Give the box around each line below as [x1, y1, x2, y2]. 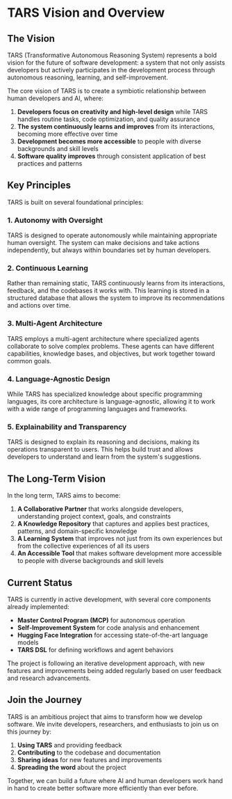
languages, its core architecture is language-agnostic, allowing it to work [7, 397, 215, 405]
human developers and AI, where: [7, 94, 104, 102]
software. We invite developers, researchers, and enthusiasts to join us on [7, 720, 219, 728]
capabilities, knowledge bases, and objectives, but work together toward [7, 349, 215, 358]
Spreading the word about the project [17, 763, 126, 771]
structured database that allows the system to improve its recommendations [7, 294, 225, 302]
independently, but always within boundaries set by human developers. [7, 246, 211, 255]
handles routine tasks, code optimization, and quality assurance [17, 115, 200, 123]
